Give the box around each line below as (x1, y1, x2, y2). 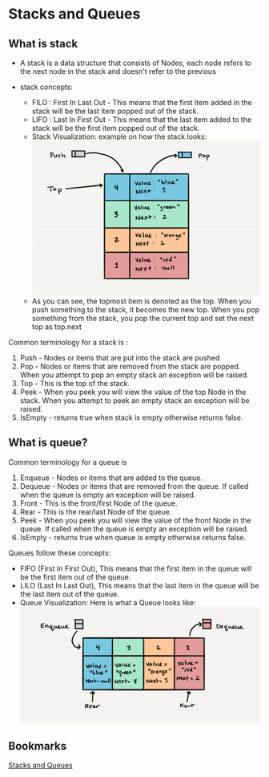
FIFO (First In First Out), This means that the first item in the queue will (19, 563, 252, 573)
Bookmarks (8, 739, 67, 753)
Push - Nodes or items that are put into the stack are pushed (19, 352, 220, 362)
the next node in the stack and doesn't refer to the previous (19, 67, 216, 76)
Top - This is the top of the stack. (19, 378, 130, 388)
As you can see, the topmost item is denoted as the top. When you (31, 296, 252, 306)
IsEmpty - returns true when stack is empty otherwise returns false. (19, 413, 243, 422)
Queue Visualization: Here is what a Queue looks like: (19, 597, 196, 607)
